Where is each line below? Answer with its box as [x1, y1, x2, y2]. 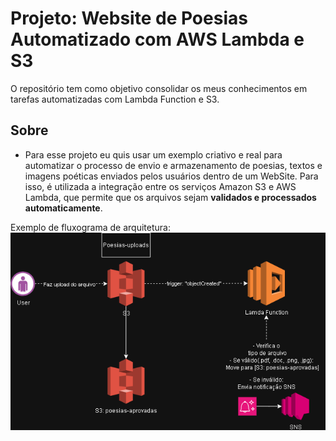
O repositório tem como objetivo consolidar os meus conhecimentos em [10, 82, 308, 94]
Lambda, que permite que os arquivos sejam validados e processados [24, 191, 317, 203]
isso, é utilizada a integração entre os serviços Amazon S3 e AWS [24, 180, 297, 192]
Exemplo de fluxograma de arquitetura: [10, 221, 171, 233]
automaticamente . [24, 202, 103, 214]
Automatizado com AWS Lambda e [10, 28, 305, 51]
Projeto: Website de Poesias [10, 7, 248, 30]
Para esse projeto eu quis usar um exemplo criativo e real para [24, 148, 283, 161]
